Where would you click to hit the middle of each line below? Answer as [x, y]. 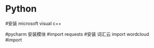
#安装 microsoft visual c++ [33, 23]
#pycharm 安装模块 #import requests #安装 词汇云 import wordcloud [77, 34]
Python [21, 9]
